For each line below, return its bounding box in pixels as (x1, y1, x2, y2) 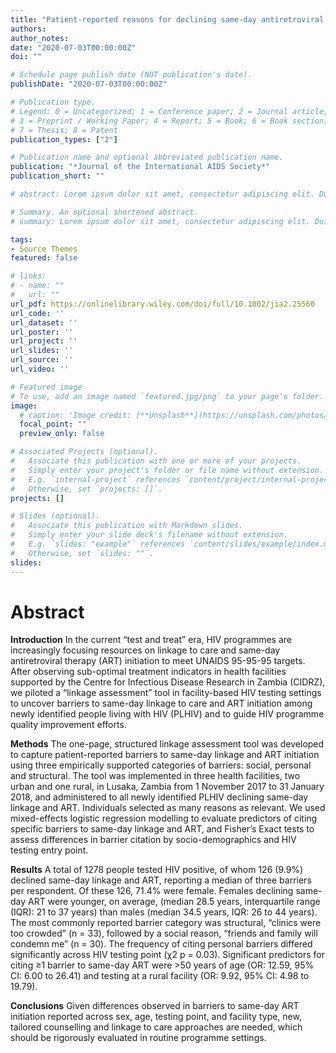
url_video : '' (10, 364, 70, 374)
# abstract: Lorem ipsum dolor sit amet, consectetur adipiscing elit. (10, 189, 315, 199)
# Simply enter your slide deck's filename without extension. (10, 530, 288, 540)
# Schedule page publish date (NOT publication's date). (10, 70, 253, 80)
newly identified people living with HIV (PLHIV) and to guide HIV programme (10, 708, 325, 720)
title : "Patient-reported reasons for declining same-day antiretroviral (10, 14, 325, 25)
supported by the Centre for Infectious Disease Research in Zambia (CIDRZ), (10, 676, 326, 688)
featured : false (10, 253, 78, 263)
